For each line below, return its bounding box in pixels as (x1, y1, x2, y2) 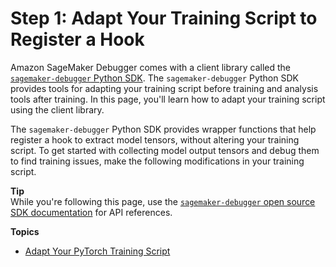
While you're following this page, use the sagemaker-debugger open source (10, 195, 316, 207)
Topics (10, 225, 40, 237)
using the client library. (10, 103, 105, 116)
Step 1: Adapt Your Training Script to (10, 7, 318, 30)
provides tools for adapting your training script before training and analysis (10, 82, 319, 94)
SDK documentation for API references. (10, 206, 173, 218)
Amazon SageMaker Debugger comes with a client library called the (10, 61, 291, 73)
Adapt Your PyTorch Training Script (24, 245, 171, 257)
